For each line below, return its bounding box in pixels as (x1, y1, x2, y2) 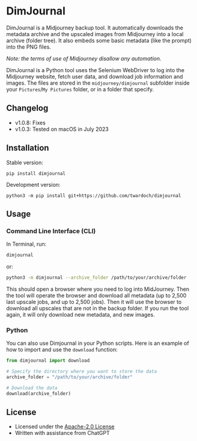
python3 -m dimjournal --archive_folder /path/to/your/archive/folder (6, 275, 187, 281)
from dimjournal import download (6, 357, 90, 364)
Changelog (6, 103, 49, 114)
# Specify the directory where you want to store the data (6, 368, 157, 375)
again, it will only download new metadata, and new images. (6, 311, 155, 318)
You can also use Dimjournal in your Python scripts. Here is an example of (6, 339, 189, 347)
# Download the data (6, 385, 58, 391)
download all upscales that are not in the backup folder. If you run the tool (6, 305, 189, 312)
